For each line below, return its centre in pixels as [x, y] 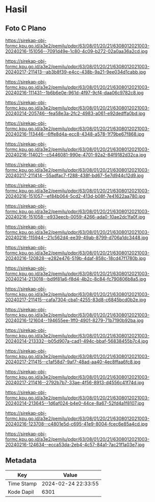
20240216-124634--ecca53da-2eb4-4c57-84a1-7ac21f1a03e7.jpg [75, 445]
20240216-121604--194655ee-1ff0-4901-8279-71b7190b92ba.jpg [74, 320]
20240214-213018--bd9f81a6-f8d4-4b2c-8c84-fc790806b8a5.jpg [76, 279]
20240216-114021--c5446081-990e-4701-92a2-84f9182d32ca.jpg [76, 155]
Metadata [21, 460]
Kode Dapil [21, 492]
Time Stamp [22, 484]
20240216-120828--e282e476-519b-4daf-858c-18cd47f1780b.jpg [76, 258]
